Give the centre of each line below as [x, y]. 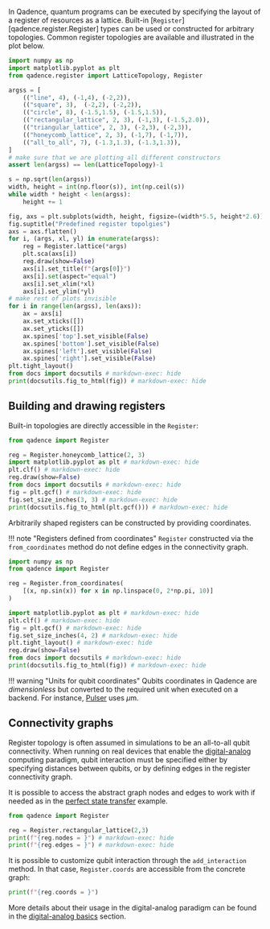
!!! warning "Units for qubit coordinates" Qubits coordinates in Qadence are [133, 680]
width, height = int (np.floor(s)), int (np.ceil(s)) [96, 187]
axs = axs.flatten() [43, 231]
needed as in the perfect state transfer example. [88, 801]
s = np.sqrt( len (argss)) [50, 180]
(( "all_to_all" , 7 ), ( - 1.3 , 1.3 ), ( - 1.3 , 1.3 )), [102, 142]
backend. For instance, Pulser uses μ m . [74, 698]
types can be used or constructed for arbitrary [177, 29]
